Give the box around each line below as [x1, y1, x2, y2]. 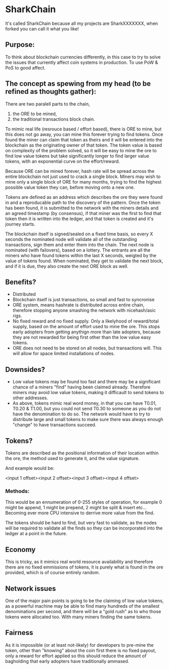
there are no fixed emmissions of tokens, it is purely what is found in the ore [5, 564, 163, 570]
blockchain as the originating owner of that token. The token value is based [5, 142, 162, 148]
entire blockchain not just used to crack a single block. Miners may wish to [5, 173, 161, 180]
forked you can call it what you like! [5, 25, 79, 31]
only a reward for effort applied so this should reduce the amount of [5, 653, 147, 659]
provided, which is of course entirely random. [5, 570, 100, 576]
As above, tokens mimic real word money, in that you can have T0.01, [12, 400, 157, 406]
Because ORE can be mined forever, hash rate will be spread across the [5, 168, 155, 174]
